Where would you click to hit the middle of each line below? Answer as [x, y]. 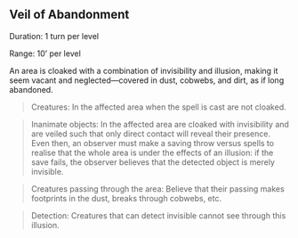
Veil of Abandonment [69, 15]
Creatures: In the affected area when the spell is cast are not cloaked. [158, 107]
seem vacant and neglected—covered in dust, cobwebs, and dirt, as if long [147, 80]
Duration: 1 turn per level [54, 36]
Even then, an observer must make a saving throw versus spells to [152, 143]
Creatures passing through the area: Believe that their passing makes [157, 189]
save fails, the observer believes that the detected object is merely [153, 162]
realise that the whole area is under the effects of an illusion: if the [152, 152]
